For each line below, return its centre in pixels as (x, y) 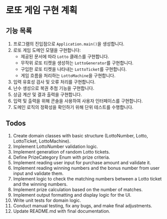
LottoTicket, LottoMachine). (42, 141)
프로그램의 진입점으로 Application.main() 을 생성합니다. (69, 44)
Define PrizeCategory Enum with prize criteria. (61, 157)
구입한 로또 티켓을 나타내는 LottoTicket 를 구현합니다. (74, 69)
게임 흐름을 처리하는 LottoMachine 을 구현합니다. (68, 76)
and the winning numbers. (40, 184)
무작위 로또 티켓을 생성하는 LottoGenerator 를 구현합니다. (77, 63)
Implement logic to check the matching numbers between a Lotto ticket (87, 178)
